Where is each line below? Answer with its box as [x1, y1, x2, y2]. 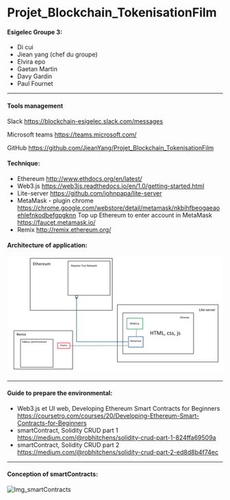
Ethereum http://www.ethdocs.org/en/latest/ [16, 174, 142, 182]
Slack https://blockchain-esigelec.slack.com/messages [7, 117, 163, 125]
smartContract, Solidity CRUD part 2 [16, 440, 120, 449]
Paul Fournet [16, 80, 53, 88]
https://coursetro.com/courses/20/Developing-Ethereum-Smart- [16, 412, 200, 420]
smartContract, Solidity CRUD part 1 [16, 426, 118, 434]
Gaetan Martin [16, 65, 58, 73]
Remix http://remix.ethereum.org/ [16, 225, 112, 234]
